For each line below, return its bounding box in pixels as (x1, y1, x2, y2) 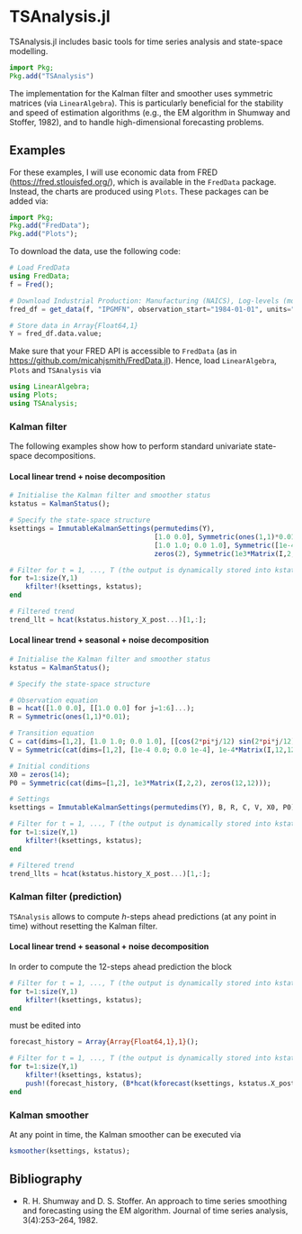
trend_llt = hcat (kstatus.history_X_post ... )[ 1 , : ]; (9, 615, 207, 624)
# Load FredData (9, 263, 70, 272)
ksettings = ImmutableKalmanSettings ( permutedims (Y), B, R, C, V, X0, (9, 803, 280, 812)
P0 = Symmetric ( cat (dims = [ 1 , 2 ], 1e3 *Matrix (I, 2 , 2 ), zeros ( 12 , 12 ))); (9, 778, 271, 788)
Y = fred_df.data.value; (9, 329, 102, 339)
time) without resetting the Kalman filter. (9, 920, 158, 931)
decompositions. (34, 451, 96, 462)
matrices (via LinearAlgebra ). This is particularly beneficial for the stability (9, 97, 284, 108)
